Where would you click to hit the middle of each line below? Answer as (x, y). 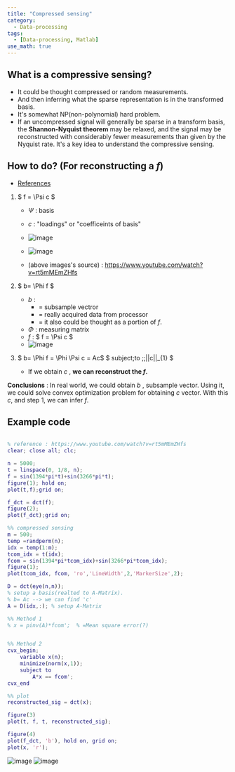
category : (22, 20)
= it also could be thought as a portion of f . (100, 322)
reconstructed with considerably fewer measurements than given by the (122, 136)
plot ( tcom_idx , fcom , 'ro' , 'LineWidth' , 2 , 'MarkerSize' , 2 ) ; (95, 574)
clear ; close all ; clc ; (42, 451)
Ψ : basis (41, 210)
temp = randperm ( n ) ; (36, 541)
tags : (15, 33)
